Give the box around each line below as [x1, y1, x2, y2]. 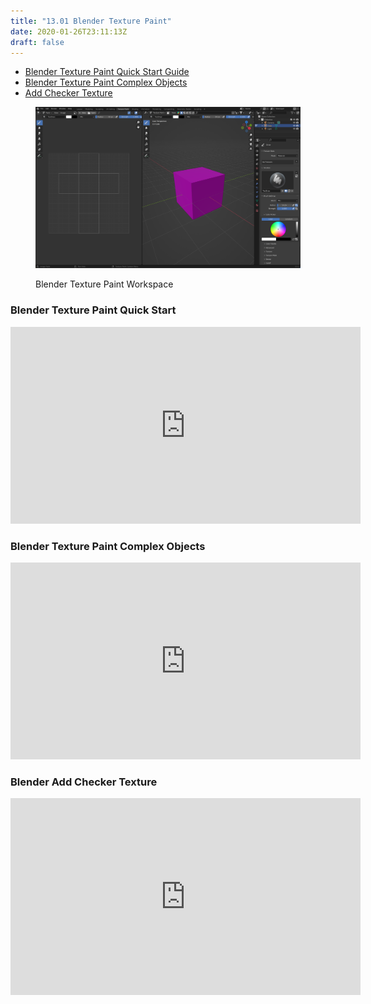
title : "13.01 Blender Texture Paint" [10, 16, 172, 26]
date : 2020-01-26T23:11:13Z [10, 26, 128, 37]
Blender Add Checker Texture [10, 775, 158, 789]
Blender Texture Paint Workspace [35, 278, 174, 290]
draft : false [10, 37, 65, 47]
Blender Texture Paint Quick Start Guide [24, 66, 190, 78]
